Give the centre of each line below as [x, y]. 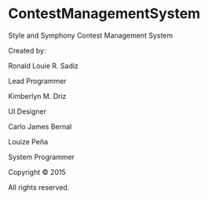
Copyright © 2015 [37, 172]
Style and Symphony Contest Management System [91, 35]
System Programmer [42, 157]
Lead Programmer [37, 81]
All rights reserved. [39, 187]
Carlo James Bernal [40, 126]
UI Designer [27, 111]
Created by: [27, 50]
